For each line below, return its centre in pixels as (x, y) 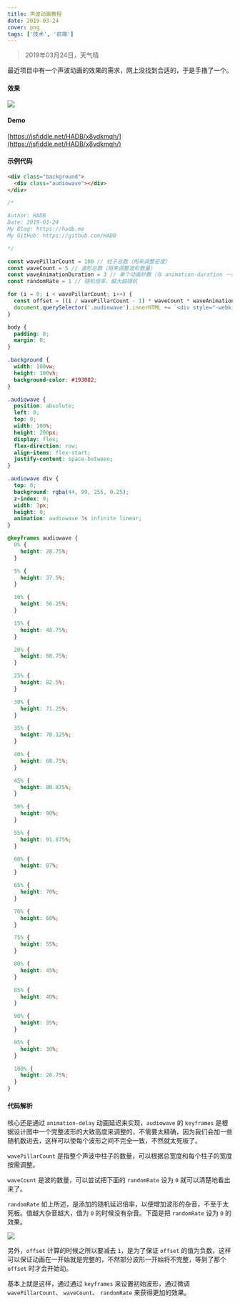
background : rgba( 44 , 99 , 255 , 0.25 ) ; (72, 492)
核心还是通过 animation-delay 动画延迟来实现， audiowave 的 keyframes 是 (115, 1123)
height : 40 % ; (40, 997)
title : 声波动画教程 (35, 14)
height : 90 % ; (40, 813)
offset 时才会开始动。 (40, 1269)
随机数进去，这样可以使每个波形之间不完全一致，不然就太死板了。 (104, 1141)
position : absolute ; (44, 406)
